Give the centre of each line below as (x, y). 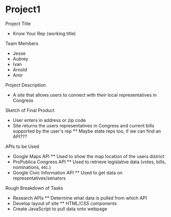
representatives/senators (39, 178)
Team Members (22, 43)
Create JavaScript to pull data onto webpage (60, 209)
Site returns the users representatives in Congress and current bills (83, 125)
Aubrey (20, 59)
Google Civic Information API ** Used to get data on (68, 172)
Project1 (23, 9)
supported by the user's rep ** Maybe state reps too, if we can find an (87, 131)
